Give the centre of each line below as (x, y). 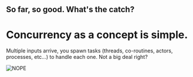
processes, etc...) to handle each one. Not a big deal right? (77, 57)
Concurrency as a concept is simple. (97, 35)
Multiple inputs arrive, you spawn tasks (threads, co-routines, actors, (89, 51)
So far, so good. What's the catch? (70, 10)
